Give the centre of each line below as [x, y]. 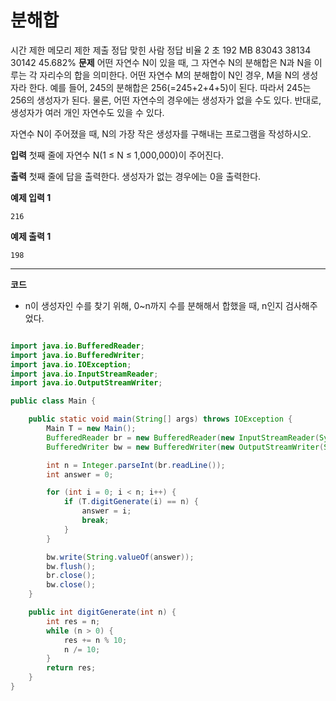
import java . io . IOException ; [71, 364]
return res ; [71, 668]
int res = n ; [73, 621]
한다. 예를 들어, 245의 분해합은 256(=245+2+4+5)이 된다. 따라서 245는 [170, 87]
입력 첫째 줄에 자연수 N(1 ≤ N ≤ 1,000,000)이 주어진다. [117, 155]
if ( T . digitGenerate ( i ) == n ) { [131, 502]
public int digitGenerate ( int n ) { [102, 612]
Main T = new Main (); [91, 429]
